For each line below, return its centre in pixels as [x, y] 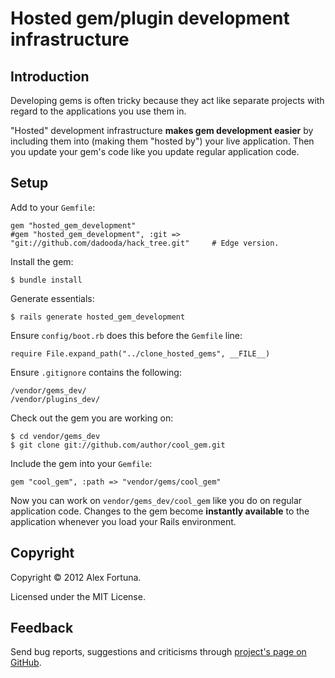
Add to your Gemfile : [53, 207]
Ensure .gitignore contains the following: [96, 372]
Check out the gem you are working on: [92, 418]
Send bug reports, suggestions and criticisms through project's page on [158, 652]
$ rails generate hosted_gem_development [98, 317]
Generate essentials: [52, 298]
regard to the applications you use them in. [98, 111]
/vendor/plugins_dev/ [55, 399]
